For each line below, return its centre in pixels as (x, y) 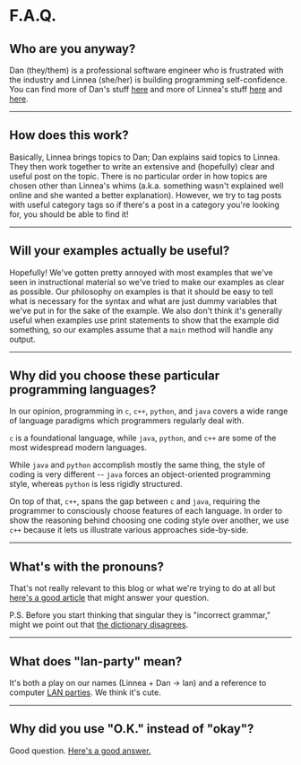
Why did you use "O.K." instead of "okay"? (132, 729)
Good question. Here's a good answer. (80, 751)
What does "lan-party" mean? (96, 661)
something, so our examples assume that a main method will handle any (141, 329)
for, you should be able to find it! (69, 214)
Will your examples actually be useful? (120, 251)
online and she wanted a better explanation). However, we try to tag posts (146, 195)
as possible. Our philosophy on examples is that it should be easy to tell (141, 291)
